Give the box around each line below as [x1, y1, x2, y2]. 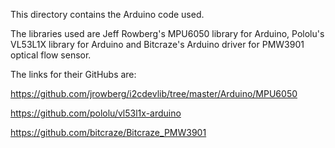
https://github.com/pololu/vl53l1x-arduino [10, 107, 182, 119]
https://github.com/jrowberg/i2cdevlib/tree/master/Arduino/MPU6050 [10, 88, 298, 99]
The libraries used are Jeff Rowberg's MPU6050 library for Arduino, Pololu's [10, 28, 325, 39]
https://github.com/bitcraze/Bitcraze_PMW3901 [10, 127, 207, 138]
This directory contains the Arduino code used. [10, 9, 205, 20]
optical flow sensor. [10, 49, 92, 61]
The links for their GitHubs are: [10, 69, 137, 80]
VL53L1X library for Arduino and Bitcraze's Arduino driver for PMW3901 [10, 39, 305, 50]
